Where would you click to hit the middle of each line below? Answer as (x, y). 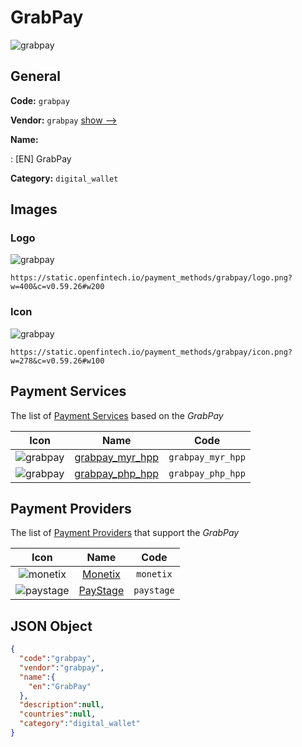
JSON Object (51, 626)
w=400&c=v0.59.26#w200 (57, 287)
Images (34, 209)
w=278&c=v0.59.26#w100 (57, 361)
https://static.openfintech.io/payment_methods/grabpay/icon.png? (151, 352)
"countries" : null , (58, 714)
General (36, 76)
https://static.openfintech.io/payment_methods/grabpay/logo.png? (151, 278)
